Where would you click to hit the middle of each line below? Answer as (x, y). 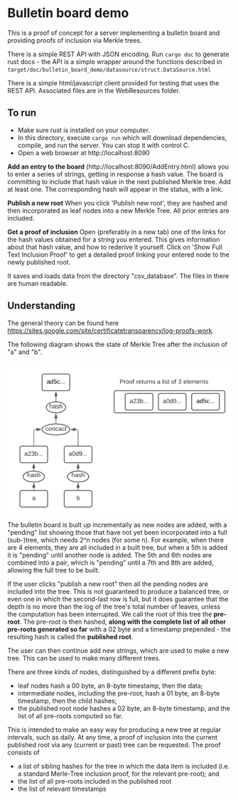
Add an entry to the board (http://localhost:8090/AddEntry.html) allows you (118, 166)
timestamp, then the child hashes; (67, 700)
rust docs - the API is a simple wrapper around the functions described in (115, 61)
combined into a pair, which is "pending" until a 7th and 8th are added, (111, 562)
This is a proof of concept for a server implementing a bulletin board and (114, 33)
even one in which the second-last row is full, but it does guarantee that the (118, 599)
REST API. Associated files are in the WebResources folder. (94, 90)
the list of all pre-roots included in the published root (94, 781)
